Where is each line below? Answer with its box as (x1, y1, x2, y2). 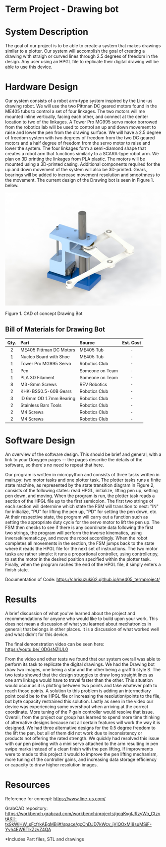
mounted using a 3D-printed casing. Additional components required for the (5, 161, 161, 167)
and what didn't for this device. (5, 631, 69, 637)
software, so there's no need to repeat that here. (5, 462, 104, 468)
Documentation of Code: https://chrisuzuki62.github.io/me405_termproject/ (5, 576, 160, 582)
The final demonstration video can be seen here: (5, 641, 105, 647)
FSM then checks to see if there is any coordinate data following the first (5, 524, 154, 530)
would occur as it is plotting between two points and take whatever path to (5, 682, 158, 688)
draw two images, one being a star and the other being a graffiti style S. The (5, 666, 161, 672)
